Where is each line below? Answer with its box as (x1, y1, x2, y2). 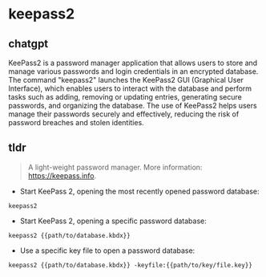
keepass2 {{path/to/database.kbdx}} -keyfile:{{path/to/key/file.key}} (8, 261, 252, 269)
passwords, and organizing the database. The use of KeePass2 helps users (8, 101, 258, 110)
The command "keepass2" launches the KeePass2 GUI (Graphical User (8, 75, 244, 84)
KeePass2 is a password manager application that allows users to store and (8, 58, 258, 67)
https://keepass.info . (27, 170, 97, 181)
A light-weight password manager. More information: (27, 162, 203, 172)
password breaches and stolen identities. (8, 118, 144, 127)
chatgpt (8, 37, 49, 51)
